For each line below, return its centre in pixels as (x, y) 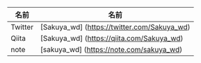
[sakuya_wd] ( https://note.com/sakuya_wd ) (111, 49)
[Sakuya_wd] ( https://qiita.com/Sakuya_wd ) (112, 38)
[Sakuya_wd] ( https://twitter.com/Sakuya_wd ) (115, 27)
